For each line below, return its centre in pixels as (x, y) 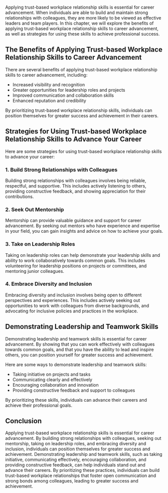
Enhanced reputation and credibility (49, 100)
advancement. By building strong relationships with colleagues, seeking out (83, 438)
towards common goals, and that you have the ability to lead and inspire (79, 349)
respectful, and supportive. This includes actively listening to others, (76, 186)
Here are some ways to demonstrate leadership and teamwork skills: (76, 364)
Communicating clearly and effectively (52, 379)
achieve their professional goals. (39, 405)
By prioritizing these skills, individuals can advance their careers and (76, 400)
